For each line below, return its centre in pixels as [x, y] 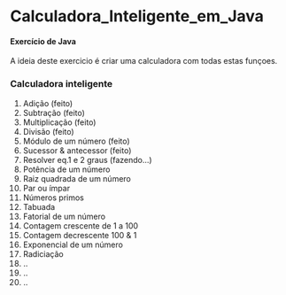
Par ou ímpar [46, 188]
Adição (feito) [48, 103]
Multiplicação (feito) [59, 122]
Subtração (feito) [54, 113]
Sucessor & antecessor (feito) [77, 150]
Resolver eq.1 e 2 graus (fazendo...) [88, 159]
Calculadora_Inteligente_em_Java [137, 16]
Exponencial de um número [73, 245]
